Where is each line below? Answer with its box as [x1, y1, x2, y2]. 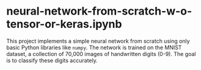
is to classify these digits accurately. [6, 57, 98, 64]
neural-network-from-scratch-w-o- [6, 4, 192, 18]
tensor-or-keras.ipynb [6, 17, 122, 31]
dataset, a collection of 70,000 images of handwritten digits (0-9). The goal [6, 50, 196, 57]
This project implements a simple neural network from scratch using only [6, 37, 191, 44]
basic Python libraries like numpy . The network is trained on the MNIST [6, 44, 182, 51]
